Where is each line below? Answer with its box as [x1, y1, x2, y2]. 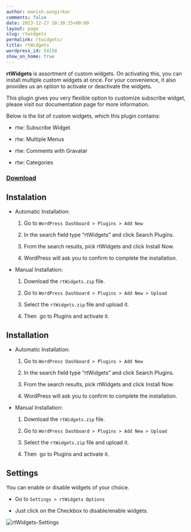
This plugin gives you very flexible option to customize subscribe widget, [6, 94, 186, 101]
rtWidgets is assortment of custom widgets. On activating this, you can [6, 70, 182, 77]
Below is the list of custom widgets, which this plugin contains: [6, 112, 161, 119]
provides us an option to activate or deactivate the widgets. [6, 82, 152, 90]
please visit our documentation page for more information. [6, 100, 150, 108]
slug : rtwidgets [6, 31, 47, 37]
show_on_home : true [6, 53, 55, 59]
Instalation [6, 192, 47, 202]
